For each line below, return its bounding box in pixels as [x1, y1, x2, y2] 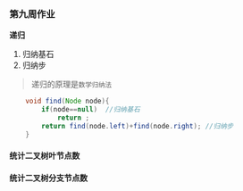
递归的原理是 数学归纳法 [30, 79, 113, 90]
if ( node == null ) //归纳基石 [41, 105, 140, 114]
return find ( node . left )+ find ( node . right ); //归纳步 [41, 121, 234, 130]
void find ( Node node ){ [25, 96, 110, 106]
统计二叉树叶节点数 [9, 150, 80, 162]
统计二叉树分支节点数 [9, 172, 88, 183]
